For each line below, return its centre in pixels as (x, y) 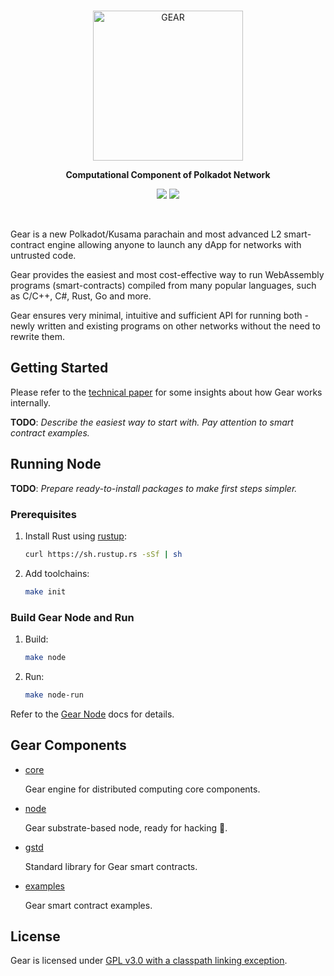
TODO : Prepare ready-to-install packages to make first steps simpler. (154, 488)
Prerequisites (43, 514)
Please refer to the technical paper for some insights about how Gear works (166, 392)
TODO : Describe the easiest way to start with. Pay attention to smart (152, 422)
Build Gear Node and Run (72, 617)
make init (45, 591)
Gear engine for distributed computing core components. (142, 789)
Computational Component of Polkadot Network (168, 174)
